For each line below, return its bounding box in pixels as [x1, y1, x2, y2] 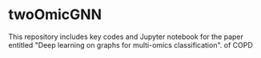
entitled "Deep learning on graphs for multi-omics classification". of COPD [8, 40, 254, 49]
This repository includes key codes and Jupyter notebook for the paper [8, 32, 244, 41]
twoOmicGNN [8, 6, 102, 24]
